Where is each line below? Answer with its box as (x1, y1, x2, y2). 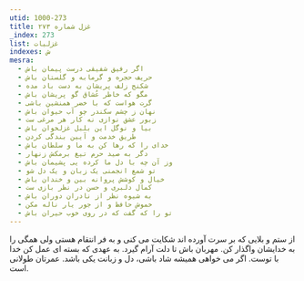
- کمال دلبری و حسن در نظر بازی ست (17, 183, 153, 193)
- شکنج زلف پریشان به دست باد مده (17, 81, 148, 90)
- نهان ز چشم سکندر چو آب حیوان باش (17, 107, 157, 116)
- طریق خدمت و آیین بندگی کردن (17, 132, 137, 141)
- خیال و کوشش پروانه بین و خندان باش (17, 174, 166, 183)
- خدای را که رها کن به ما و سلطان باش (17, 140, 169, 150)
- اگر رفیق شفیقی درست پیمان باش (17, 65, 145, 74)
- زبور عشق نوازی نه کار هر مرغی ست (17, 115, 157, 124)
